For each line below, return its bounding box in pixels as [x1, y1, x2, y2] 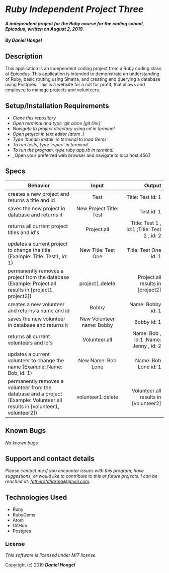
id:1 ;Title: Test [126, 225, 161, 233]
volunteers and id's [8, 339, 53, 346]
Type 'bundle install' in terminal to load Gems [12, 136, 107, 142]
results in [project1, [8, 286, 54, 293]
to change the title [8, 246, 51, 253]
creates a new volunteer [8, 301, 65, 308]
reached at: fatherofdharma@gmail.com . [5, 478, 91, 485]
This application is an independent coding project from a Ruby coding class [5, 66, 162, 72]
